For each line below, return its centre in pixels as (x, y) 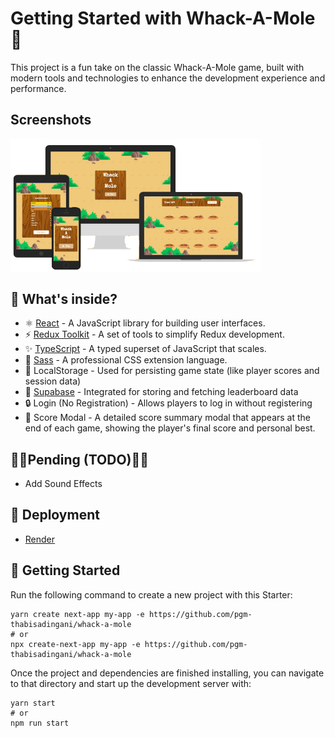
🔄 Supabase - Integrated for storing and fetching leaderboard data (161, 392)
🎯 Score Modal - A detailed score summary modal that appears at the (167, 418)
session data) (53, 381)
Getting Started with (96, 18)
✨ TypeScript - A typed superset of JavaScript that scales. (145, 349)
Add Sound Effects (63, 484)
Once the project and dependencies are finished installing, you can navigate (167, 673)
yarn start (33, 703)
